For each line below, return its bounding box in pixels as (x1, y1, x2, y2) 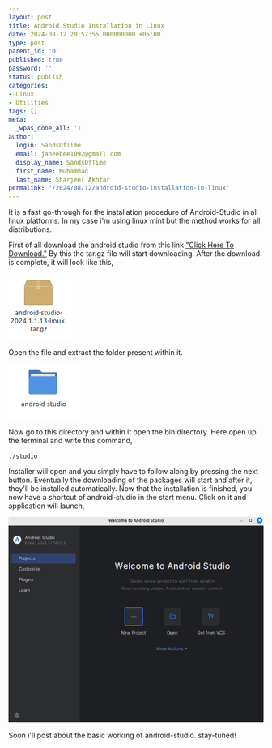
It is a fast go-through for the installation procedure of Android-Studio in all (8, 207, 259, 217)
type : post (8, 39, 45, 47)
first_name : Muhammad (15, 167, 89, 175)
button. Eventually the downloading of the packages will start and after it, (8, 475, 253, 485)
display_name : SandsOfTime (15, 158, 107, 166)
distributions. (8, 224, 53, 234)
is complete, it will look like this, (8, 258, 114, 267)
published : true (8, 56, 63, 64)
